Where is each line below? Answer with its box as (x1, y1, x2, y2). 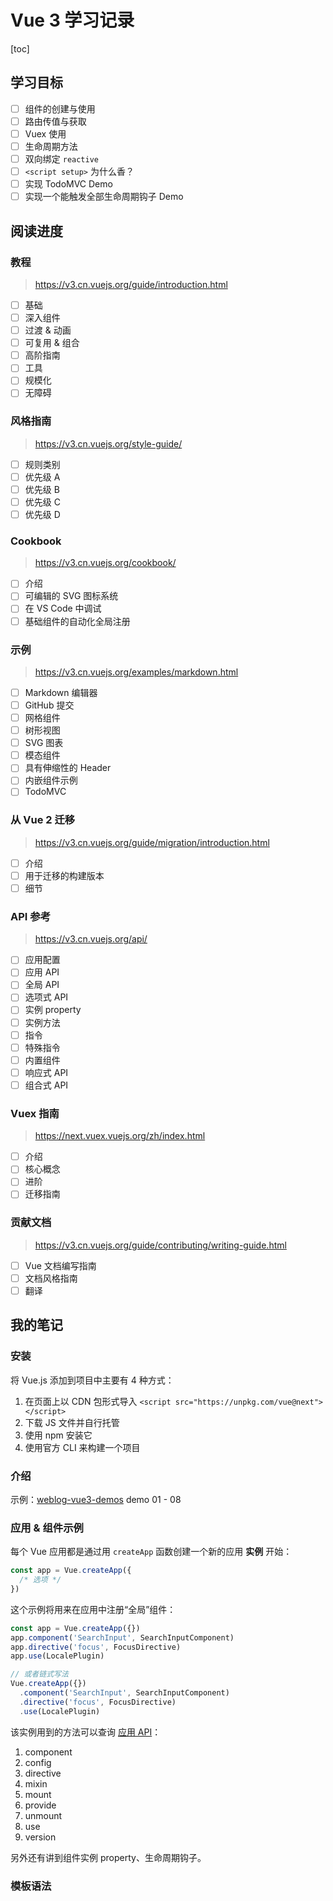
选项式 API (24, 991, 69, 1003)
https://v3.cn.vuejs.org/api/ (34, 933, 148, 945)
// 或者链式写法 (10, 1669, 69, 1680)
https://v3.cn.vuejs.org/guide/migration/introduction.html (34, 836, 270, 848)
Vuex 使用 (24, 127, 67, 140)
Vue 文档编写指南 (24, 1259, 97, 1271)
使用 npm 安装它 (24, 1429, 93, 1441)
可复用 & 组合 (24, 337, 80, 349)
